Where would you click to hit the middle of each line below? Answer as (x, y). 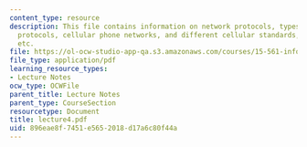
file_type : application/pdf (63, 60)
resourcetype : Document (55, 111)
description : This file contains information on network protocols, (143, 26)
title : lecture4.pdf (49, 120)
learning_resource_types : (58, 69)
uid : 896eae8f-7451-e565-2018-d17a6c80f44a (94, 129)
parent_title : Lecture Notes (65, 94)
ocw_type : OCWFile (44, 86)
